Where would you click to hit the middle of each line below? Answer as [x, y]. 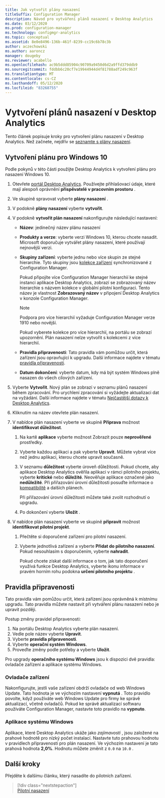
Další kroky [23, 764]
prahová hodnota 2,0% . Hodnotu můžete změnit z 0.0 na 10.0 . [69, 748]
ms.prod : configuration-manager [38, 28]
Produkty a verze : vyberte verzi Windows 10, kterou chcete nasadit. [89, 237]
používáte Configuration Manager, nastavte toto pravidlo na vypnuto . [76, 709]
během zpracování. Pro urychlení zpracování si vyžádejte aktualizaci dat [85, 393]
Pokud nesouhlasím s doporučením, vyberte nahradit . [74, 551]
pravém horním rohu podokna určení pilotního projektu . [77, 572]
